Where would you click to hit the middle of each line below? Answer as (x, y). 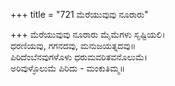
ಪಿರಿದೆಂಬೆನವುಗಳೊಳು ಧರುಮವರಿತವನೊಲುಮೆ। (79, 57)
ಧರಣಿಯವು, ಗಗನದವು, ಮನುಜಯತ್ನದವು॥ (73, 45)
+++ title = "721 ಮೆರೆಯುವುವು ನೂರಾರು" (79, 14)
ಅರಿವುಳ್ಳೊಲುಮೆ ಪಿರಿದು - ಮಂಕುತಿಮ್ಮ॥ (67, 68)
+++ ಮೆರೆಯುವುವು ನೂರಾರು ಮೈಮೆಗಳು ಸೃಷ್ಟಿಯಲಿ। (88, 34)
